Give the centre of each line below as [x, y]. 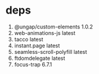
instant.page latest [37, 46]
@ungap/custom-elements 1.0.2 [53, 27]
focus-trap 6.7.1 [33, 64]
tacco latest [29, 39]
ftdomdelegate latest [40, 58]
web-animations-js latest [45, 33]
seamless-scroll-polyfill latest [51, 52]
